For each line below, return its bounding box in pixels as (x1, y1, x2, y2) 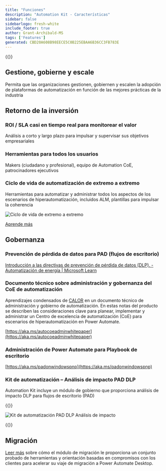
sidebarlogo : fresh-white (5, 21, 59, 26)
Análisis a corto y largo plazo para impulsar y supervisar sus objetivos (5, 133, 149, 139)
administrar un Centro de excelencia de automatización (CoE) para (5, 313, 142, 319)
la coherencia (5, 201, 33, 207)
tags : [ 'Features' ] (5, 35, 46, 40)
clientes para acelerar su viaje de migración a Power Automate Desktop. (5, 460, 154, 466)
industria (5, 92, 23, 98)
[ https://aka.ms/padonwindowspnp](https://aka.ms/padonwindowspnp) (5, 363, 153, 370)
